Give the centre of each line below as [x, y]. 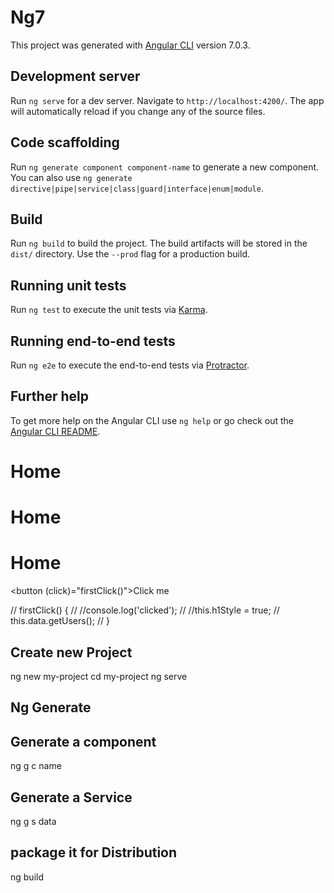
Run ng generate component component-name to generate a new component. [165, 167]
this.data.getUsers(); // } [60, 621]
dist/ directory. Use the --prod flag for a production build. [130, 254]
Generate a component [83, 741]
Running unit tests [68, 285]
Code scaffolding [65, 142]
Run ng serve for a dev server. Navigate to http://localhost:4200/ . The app [167, 100]
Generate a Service [71, 797]
